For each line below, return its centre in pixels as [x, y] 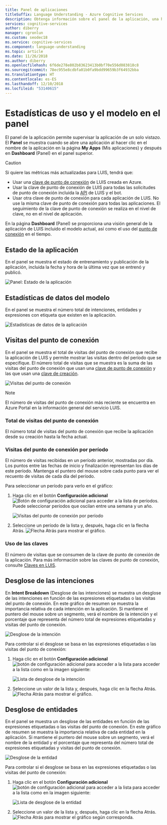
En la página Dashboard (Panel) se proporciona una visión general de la [79, 224]
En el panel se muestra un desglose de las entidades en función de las [77, 721]
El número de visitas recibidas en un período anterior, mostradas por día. [80, 461]
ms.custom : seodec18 [27, 38]
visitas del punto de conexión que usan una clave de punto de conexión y [80, 368]
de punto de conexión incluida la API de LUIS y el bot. [67, 193]
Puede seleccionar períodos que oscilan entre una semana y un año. [83, 506]
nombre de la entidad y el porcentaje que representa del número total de [80, 743]
